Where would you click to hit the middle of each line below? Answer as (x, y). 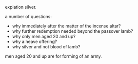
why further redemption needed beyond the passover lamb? (72, 31)
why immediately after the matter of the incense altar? (66, 26)
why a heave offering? (34, 42)
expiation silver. (21, 7)
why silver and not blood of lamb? (46, 47)
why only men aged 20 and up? (44, 36)
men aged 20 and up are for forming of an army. (54, 56)
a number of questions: (29, 16)
